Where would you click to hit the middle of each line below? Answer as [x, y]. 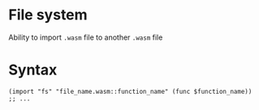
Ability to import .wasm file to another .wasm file [86, 37]
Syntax [33, 70]
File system [48, 15]
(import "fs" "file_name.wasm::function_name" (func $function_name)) [130, 91]
